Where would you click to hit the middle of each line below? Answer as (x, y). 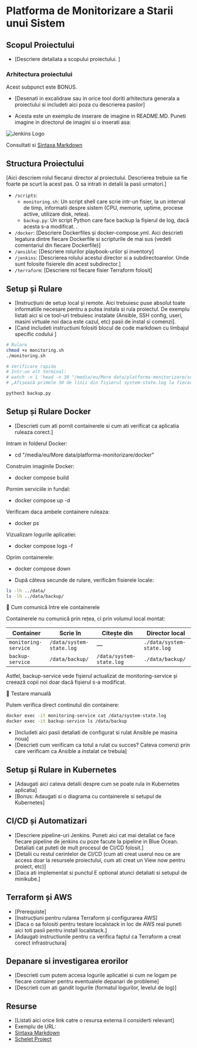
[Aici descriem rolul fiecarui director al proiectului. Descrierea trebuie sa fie (97, 178)
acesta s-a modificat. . (50, 227)
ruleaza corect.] (34, 432)
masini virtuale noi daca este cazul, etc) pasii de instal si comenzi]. (95, 321)
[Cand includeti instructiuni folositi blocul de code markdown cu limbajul (102, 328)
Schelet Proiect (33, 1039)
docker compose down (43, 569)
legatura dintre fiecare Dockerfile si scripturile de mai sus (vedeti (93, 239)
